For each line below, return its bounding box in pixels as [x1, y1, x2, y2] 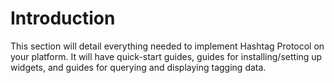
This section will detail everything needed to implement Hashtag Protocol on [10, 40, 325, 52]
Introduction [10, 7, 116, 30]
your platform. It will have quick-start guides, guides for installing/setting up [10, 50, 323, 62]
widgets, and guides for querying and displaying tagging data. [10, 61, 267, 73]
